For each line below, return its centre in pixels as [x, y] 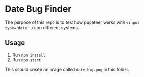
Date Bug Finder [38, 9]
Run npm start [27, 60]
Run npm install [29, 55]
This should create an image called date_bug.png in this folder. [67, 69]
